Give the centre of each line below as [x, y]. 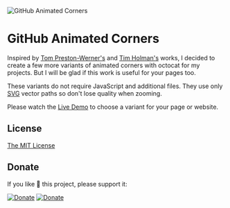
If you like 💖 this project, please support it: [67, 184]
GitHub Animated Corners [83, 39]
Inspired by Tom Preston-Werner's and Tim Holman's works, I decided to [111, 58]
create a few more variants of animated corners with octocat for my [104, 65]
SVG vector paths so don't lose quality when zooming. [85, 93]
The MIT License [31, 145]
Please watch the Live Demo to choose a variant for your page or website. [113, 107]
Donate [23, 167]
